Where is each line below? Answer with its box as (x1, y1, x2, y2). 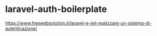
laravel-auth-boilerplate (5, 3, 107, 15)
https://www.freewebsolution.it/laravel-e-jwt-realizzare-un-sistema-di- (5, 20, 151, 26)
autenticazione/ (5, 25, 37, 31)
